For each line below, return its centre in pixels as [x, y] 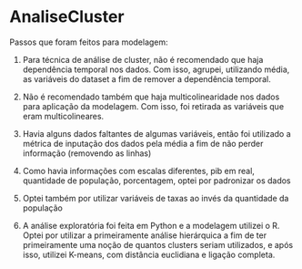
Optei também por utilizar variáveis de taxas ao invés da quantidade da [156, 198]
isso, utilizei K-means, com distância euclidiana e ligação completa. [149, 254]
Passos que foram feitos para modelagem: [89, 42]
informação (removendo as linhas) [87, 153]
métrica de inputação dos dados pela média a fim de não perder [143, 143]
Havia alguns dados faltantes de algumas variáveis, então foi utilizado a [156, 133]
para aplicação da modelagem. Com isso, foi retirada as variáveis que [153, 106]
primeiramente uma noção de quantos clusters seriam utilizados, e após [158, 244]
